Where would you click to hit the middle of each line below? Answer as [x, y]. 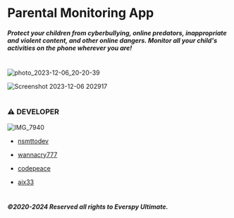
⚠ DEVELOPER [33, 112]
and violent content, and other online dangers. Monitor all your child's [112, 40]
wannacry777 [37, 155]
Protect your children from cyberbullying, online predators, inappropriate [117, 32]
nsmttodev [33, 141]
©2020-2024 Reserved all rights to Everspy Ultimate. [88, 207]
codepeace [34, 168]
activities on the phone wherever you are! [70, 48]
